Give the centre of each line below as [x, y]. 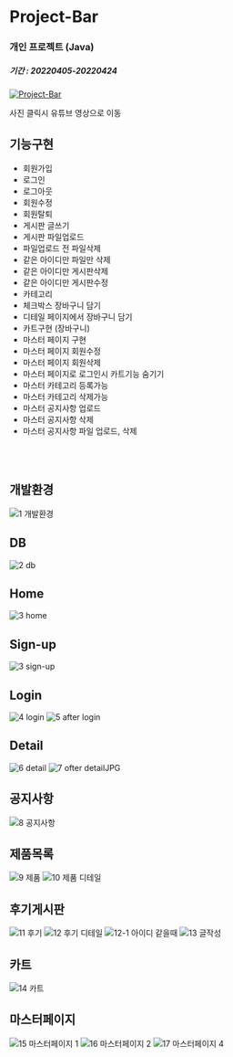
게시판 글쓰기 [46, 225]
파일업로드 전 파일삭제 [62, 248]
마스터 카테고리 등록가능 [66, 385]
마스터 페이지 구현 [54, 339]
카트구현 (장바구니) [56, 328]
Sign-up [33, 645]
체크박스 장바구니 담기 [62, 305]
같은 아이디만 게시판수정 [66, 282]
